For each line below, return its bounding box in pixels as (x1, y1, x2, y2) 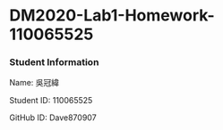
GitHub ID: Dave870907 (9, 112, 97, 123)
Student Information (9, 56, 99, 69)
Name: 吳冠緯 (9, 77, 60, 88)
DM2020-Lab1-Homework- (9, 5, 215, 26)
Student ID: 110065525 (9, 95, 93, 106)
